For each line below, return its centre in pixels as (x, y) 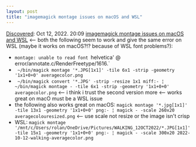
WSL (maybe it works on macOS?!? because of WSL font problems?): (90, 46)
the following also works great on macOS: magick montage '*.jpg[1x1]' (101, 104)
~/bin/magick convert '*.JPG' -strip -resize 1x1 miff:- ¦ (91, 81)
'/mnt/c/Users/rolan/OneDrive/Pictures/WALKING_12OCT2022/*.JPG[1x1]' (102, 128)
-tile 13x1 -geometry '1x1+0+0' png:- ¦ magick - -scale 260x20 (94, 110)
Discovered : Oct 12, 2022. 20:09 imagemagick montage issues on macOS (95, 33)
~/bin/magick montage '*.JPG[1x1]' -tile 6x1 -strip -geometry (96, 70)
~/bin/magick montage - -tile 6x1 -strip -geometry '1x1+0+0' (92, 86)
